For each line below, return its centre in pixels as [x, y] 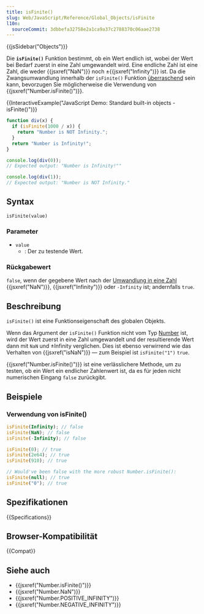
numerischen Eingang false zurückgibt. [56, 377]
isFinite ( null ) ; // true [38, 478]
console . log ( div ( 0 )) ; [34, 160]
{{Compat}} [21, 551]
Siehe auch [28, 570]
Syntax [20, 202]
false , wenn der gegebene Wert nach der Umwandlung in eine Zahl [92, 280]
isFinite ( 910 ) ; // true [37, 461]
